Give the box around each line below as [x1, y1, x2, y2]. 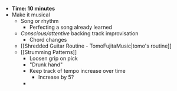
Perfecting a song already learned [29, 23, 112, 31]
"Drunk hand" [29, 61, 63, 68]
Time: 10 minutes [11, 5, 55, 12]
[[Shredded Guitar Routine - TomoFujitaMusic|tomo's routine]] [20, 42, 172, 49]
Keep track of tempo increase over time [29, 68, 126, 74]
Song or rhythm [20, 18, 59, 24]
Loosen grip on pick [29, 55, 78, 62]
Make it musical [11, 11, 50, 18]
